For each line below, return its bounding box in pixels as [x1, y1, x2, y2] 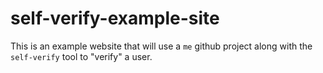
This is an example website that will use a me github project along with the [10, 40, 313, 52]
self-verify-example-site [10, 7, 220, 30]
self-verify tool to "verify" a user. [10, 50, 153, 62]
